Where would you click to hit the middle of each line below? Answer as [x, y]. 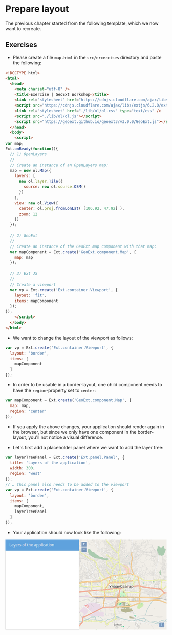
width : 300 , [23, 468]
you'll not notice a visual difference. [66, 437]
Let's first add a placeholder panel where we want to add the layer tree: [88, 447]
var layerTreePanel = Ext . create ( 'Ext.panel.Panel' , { [65, 457]
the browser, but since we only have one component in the [74, 432]
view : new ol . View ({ [36, 203]
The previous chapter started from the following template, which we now [82, 23]
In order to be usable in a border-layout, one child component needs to [87, 385]
